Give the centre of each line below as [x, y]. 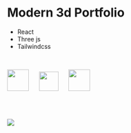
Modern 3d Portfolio [66, 13]
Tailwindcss [34, 46]
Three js [29, 39]
